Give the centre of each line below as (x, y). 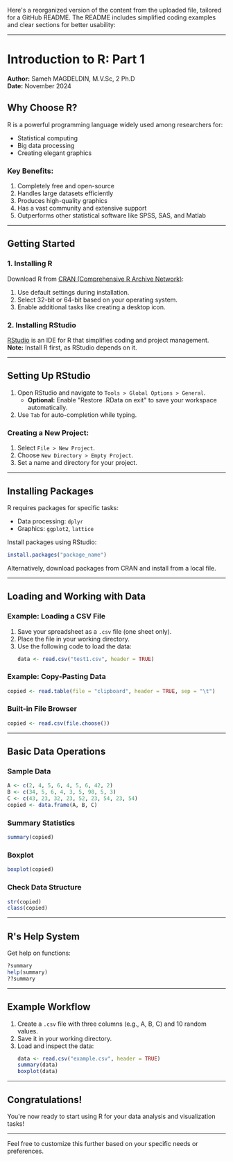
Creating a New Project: (48, 432)
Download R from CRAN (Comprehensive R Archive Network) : (95, 279)
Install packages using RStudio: (52, 542)
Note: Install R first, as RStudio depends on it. (72, 347)
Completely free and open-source (66, 186)
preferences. (25, 1151)
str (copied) (24, 902)
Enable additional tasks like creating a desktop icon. (91, 307)
